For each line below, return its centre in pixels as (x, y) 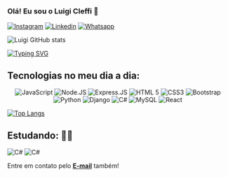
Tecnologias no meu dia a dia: (74, 75)
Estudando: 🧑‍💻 (40, 135)
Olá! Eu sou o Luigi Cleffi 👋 (53, 11)
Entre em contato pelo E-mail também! (63, 165)
